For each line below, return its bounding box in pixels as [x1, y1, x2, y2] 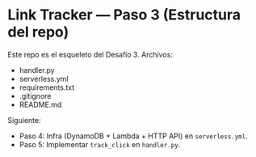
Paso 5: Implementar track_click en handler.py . [19, 139, 181, 149]
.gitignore [19, 91, 52, 100]
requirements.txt [19, 83, 75, 92]
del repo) [7, 23, 69, 41]
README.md [19, 100, 62, 109]
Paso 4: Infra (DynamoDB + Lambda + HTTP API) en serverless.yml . [19, 131, 248, 141]
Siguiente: [7, 115, 41, 125]
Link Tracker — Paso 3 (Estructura [7, 6, 241, 24]
